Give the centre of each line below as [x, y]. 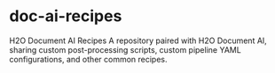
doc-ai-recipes [66, 16]
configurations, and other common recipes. [88, 59]
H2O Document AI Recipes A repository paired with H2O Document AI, [138, 40]
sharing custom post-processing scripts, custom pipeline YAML [125, 49]
